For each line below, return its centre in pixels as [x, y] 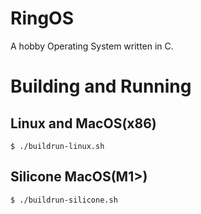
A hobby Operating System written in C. [92, 46]
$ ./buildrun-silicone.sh [64, 200]
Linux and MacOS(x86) [83, 123]
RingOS [42, 18]
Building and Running [101, 86]
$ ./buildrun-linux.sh [57, 146]
